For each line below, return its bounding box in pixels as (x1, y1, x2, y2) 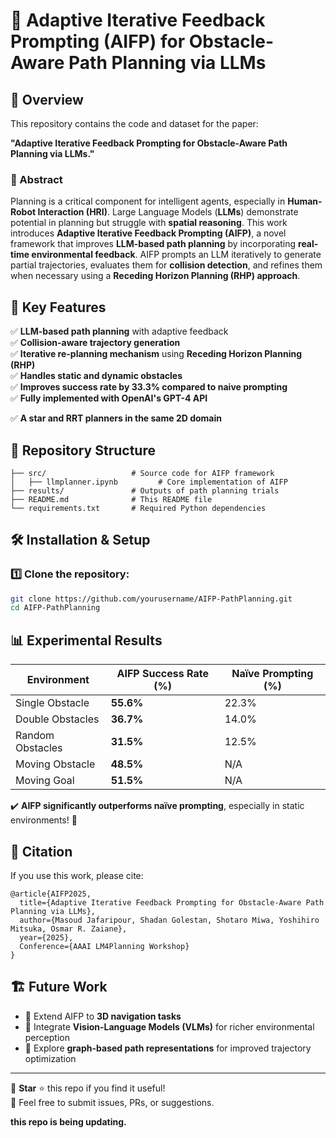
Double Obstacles (15, 712, 100, 726)
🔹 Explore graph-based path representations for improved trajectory (24, 1042, 312, 1054)
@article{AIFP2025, (10, 889, 92, 899)
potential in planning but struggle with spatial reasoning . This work (10, 217, 288, 229)
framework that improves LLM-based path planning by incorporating (10, 238, 297, 250)
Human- (287, 195, 323, 208)
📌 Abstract (10, 172, 63, 186)
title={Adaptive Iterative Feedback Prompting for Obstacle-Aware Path (19, 897, 325, 908)
